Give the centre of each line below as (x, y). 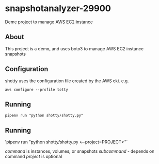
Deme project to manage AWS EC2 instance (49, 22)
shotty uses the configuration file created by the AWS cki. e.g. (67, 81)
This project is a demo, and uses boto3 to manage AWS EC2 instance (74, 48)
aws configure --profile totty (37, 89)
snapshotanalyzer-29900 (58, 8)
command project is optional (33, 157)
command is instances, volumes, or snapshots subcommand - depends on (80, 151)
